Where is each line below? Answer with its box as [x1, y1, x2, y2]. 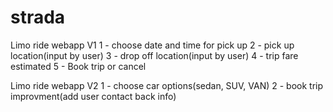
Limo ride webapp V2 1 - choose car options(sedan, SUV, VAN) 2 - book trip [10, 79, 324, 91]
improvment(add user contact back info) [10, 90, 177, 102]
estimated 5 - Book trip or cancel [10, 60, 147, 72]
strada [10, 6, 66, 29]
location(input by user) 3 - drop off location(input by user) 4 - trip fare [10, 49, 299, 61]
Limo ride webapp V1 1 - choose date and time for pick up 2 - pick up [10, 39, 295, 51]
